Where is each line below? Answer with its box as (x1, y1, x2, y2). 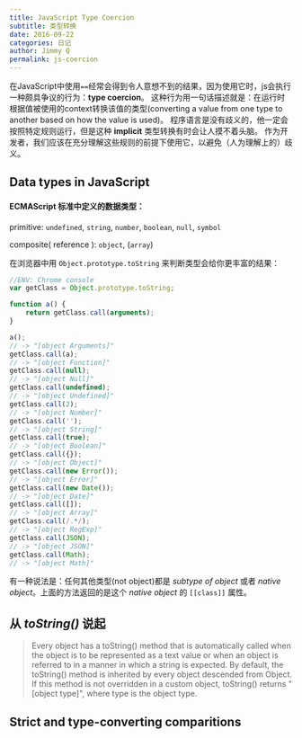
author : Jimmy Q (9, 47, 70, 56)
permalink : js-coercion (9, 55, 99, 64)
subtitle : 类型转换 (9, 22, 77, 31)
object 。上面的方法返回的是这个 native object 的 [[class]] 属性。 (9, 587, 252, 598)
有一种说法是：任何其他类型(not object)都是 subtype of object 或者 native (9, 576, 281, 587)
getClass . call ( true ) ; (9, 433, 91, 442)
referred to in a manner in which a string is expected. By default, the (31, 660, 284, 671)
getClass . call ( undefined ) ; (9, 383, 111, 392)
